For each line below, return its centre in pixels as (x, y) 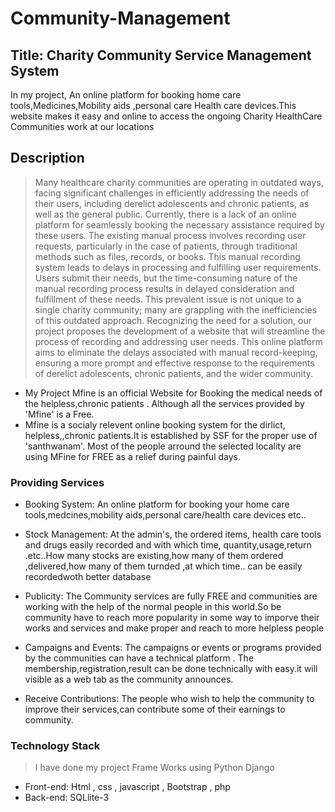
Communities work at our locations (82, 126)
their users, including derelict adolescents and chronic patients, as (172, 203)
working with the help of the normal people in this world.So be (153, 607)
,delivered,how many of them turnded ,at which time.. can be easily (163, 566)
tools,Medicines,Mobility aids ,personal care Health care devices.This (153, 105)
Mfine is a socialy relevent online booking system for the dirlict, (155, 424)
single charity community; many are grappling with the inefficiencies (176, 309)
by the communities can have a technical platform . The (139, 658)
